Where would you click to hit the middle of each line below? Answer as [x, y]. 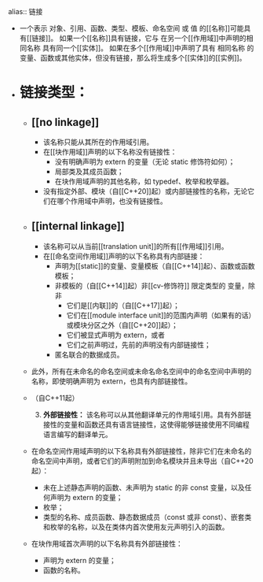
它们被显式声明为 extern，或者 [116, 335]
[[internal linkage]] [78, 226]
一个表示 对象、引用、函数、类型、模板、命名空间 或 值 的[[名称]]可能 [131, 28]
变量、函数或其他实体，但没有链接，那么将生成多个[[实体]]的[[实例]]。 [133, 58]
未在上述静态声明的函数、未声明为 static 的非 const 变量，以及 [144, 487]
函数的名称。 [64, 570]
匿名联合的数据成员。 [89, 354]
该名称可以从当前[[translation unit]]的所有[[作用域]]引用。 [135, 246]
